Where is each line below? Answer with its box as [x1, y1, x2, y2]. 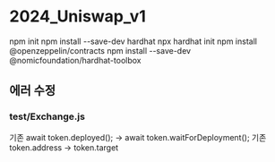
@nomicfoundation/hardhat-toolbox [9, 55, 142, 65]
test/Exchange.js [9, 110, 85, 123]
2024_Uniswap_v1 [9, 6, 146, 27]
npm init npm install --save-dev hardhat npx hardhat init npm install [9, 36, 258, 47]
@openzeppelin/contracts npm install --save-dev [9, 45, 191, 55]
